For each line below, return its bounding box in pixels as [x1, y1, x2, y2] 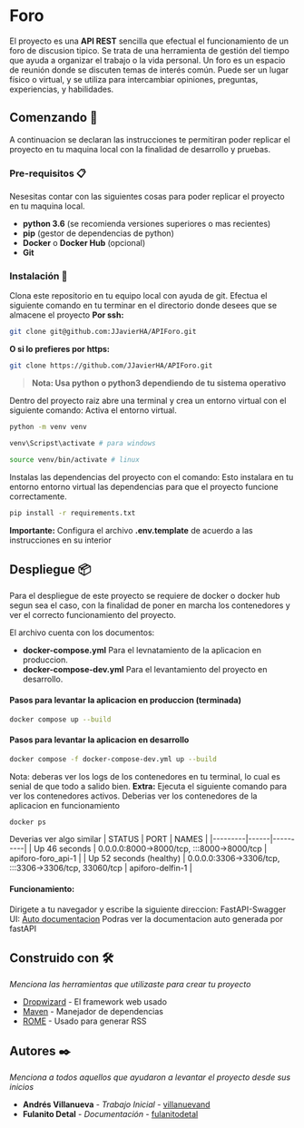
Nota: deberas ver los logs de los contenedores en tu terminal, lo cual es [9, 770, 281, 781]
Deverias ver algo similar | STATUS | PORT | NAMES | [9, 834, 209, 845]
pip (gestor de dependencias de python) [22, 228, 174, 239]
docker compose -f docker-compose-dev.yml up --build [9, 754, 218, 763]
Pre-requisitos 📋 [9, 167, 86, 180]
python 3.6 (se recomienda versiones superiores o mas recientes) [22, 219, 271, 230]
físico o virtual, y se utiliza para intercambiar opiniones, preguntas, [9, 74, 259, 84]
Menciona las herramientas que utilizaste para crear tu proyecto [9, 979, 251, 990]
